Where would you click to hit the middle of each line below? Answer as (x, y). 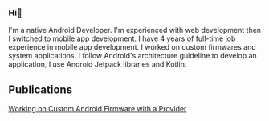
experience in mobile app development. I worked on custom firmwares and (132, 47)
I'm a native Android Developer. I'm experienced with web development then (135, 30)
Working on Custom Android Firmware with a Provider (98, 109)
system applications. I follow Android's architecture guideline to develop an (132, 56)
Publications (41, 89)
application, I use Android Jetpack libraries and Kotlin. (98, 64)
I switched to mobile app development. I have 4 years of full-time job (122, 38)
